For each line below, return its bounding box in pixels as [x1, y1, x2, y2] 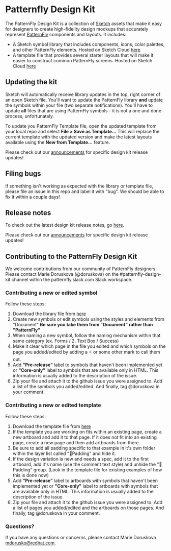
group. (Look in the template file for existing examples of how [33, 466, 162, 473]
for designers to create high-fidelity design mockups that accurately [5, 26, 149, 32]
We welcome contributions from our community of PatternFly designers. [5, 266, 157, 272]
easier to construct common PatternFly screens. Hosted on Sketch [12, 57, 153, 63]
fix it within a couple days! [5, 194, 60, 200]
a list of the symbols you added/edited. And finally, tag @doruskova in [12, 384, 160, 390]
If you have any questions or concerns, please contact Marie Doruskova [5, 535, 156, 541]
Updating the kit [5, 78, 58, 86]
